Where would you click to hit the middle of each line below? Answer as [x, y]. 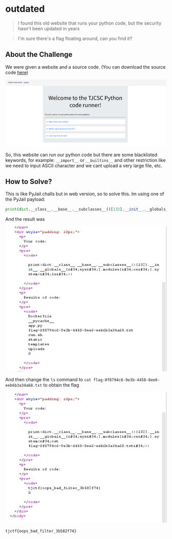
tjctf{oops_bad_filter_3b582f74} [41, 531]
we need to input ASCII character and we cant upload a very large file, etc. [84, 165]
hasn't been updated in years [49, 28]
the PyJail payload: [25, 199]
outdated [25, 9]
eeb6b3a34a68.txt [24, 386]
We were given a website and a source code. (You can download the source [85, 67]
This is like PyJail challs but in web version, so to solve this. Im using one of [85, 194]
